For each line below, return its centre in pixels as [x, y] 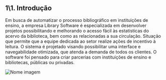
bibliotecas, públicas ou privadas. [40, 62]
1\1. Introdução [29, 8]
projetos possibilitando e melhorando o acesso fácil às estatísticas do [77, 31]
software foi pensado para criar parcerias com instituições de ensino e [78, 57]
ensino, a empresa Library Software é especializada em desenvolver [76, 25]
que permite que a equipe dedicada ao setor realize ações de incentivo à [80, 41]
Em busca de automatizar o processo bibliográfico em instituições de [77, 20]
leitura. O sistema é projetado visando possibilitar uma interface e [73, 46]
